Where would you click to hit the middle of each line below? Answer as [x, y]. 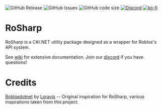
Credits [21, 83]
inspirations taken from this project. [42, 102]
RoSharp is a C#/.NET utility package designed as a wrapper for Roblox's [81, 42]
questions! [16, 62]
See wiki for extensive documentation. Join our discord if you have [74, 57]
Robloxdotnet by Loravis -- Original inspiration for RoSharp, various [75, 96]
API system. [18, 47]
